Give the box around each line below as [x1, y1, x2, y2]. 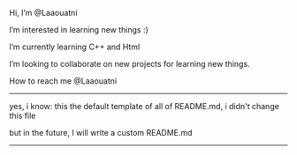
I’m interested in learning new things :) [9, 25, 148, 34]
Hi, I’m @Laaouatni [9, 8, 78, 18]
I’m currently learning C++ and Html [9, 41, 141, 52]
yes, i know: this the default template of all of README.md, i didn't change [9, 101, 280, 111]
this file [9, 110, 36, 121]
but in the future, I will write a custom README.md [9, 128, 193, 137]
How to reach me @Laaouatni [9, 76, 118, 86]
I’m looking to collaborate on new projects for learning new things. [9, 59, 250, 69]
